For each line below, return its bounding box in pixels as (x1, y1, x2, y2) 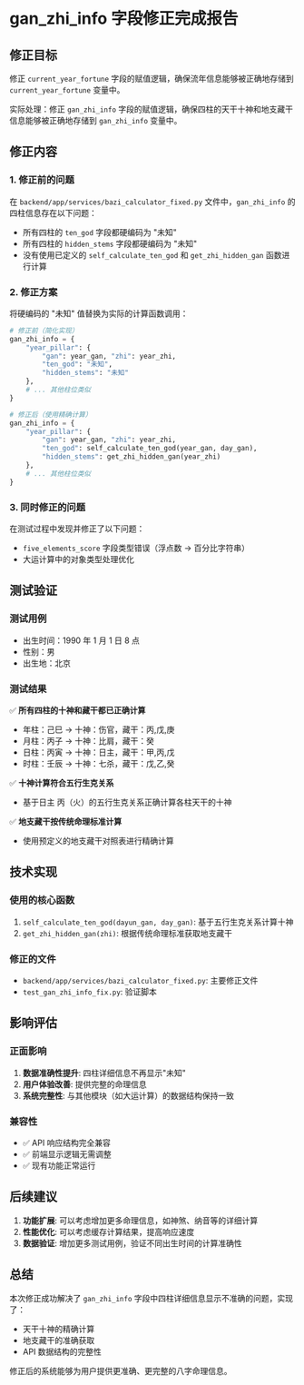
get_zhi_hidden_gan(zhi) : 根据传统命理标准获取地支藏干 (22, 927, 233, 938)
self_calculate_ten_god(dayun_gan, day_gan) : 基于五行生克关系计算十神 (22, 916, 294, 927)
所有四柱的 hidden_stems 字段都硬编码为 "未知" (22, 238, 198, 249)
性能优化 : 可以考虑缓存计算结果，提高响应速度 (22, 1226, 195, 1237)
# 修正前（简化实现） (9, 326, 79, 335)
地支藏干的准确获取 (22, 1334, 95, 1345)
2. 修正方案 (9, 285, 58, 298)
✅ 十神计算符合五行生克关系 (9, 777, 114, 788)
